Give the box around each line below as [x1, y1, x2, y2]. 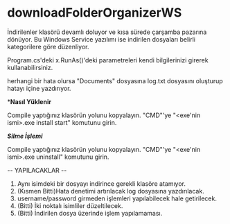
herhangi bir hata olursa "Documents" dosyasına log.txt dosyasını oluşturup [7, 76, 223, 85]
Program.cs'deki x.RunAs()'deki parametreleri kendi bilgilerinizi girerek [7, 55, 209, 64]
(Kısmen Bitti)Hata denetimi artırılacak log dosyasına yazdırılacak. [17, 187, 204, 195]
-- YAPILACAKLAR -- [7, 166, 67, 174]
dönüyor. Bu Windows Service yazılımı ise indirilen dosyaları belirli [7, 35, 196, 43]
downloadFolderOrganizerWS [7, 5, 182, 21]
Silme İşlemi [7, 132, 43, 140]
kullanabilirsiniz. [7, 63, 53, 71]
